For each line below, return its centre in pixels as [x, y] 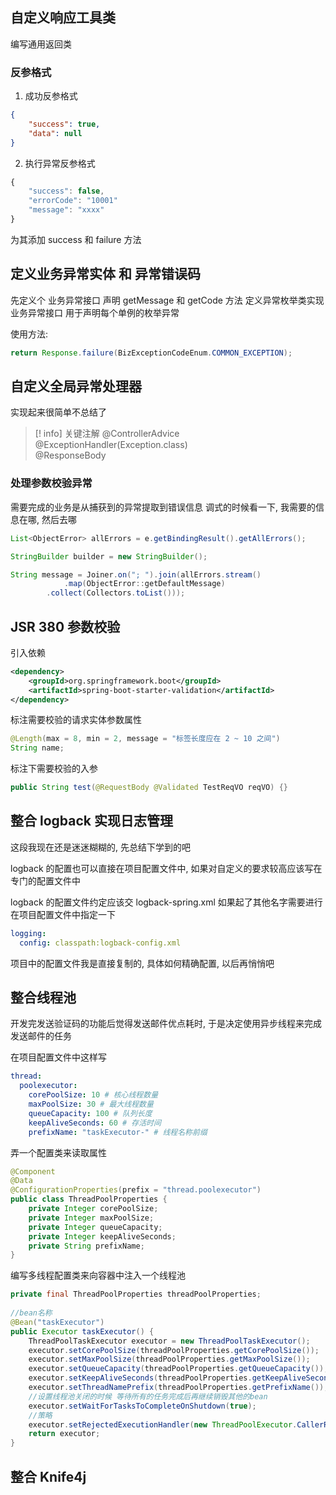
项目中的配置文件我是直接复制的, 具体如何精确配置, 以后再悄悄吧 [142, 963]
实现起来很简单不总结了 [58, 412]
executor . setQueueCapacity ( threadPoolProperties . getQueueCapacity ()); [178, 1369]
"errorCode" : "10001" [73, 201]
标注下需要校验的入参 [54, 769]
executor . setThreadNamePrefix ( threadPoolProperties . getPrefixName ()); [178, 1388]
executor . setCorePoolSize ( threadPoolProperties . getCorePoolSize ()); [174, 1350]
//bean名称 [31, 1313]
